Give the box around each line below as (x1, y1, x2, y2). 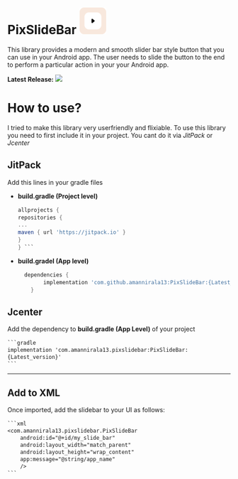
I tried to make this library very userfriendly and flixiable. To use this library (7, 123, 227, 131)
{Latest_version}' (7, 354, 62, 361)
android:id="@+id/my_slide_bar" (20, 434, 115, 442)
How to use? (7, 100, 82, 117)
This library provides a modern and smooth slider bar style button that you (7, 45, 225, 53)
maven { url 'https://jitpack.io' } (17, 229, 126, 236)
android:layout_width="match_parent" (20, 441, 132, 449)
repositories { (17, 214, 63, 221)
